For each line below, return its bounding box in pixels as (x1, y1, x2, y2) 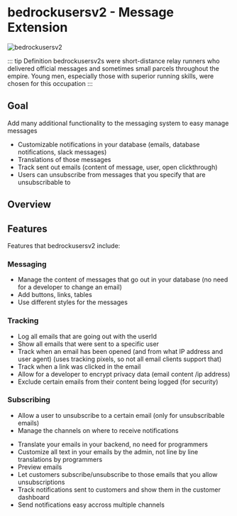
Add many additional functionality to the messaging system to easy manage (7, 119, 229, 127)
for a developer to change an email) (17, 283, 123, 291)
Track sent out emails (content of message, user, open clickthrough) (17, 163, 218, 171)
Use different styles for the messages (17, 298, 128, 306)
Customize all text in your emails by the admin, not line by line (17, 447, 199, 456)
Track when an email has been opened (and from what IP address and (17, 347, 224, 355)
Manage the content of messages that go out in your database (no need (17, 275, 228, 284)
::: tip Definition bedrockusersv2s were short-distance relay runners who (7, 56, 220, 65)
